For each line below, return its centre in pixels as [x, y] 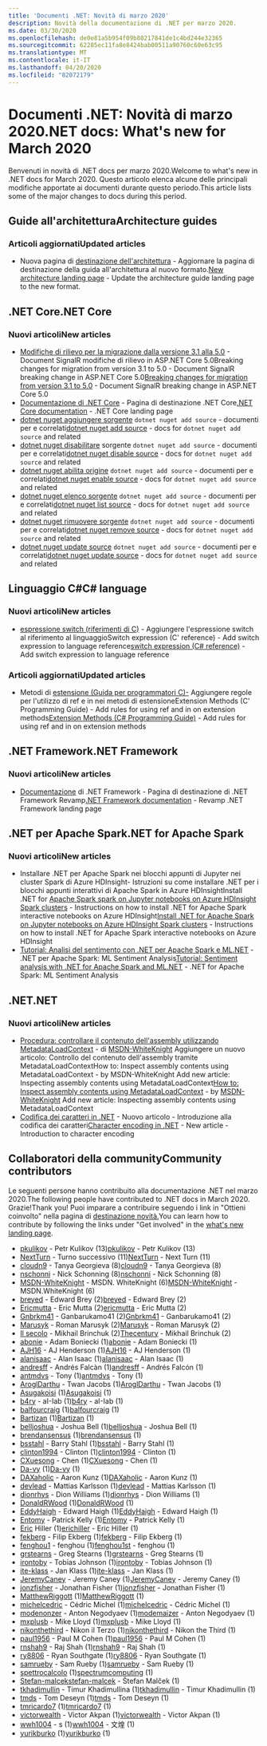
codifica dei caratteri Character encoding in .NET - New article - [124, 1125]
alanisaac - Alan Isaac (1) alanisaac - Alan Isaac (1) [102, 1358]
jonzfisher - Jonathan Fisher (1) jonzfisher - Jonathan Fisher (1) [122, 1587]
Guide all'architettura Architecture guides [113, 221]
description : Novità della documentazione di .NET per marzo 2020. [123, 23]
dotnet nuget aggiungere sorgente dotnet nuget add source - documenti [139, 419]
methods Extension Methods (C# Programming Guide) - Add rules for [133, 717]
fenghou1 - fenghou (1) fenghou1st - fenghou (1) [97, 1545]
